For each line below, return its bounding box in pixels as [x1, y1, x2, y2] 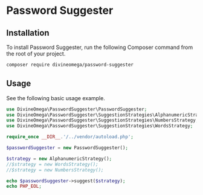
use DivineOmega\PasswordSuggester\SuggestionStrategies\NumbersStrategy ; [6, 117, 199, 124]
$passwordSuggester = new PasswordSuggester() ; [6, 145, 129, 151]
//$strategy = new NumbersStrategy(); [6, 167, 104, 173]
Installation [6, 28, 50, 38]
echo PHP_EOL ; [6, 184, 42, 190]
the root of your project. [6, 50, 66, 57]
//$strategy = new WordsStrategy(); [6, 161, 98, 167]
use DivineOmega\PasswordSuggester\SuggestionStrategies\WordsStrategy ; [6, 123, 193, 129]
